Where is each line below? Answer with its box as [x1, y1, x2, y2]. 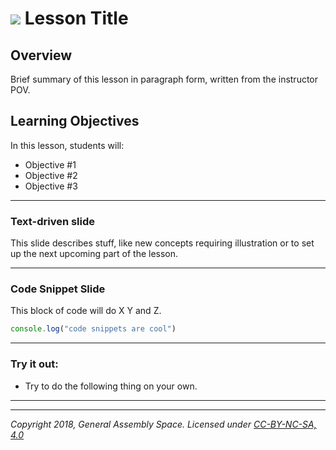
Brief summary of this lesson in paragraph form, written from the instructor [10, 73, 319, 85]
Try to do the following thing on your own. [24, 380, 198, 392]
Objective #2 [24, 169, 78, 181]
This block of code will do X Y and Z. [10, 305, 162, 317]
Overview [10, 47, 73, 64]
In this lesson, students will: [10, 139, 125, 151]
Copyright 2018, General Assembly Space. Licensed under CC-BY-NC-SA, [10, 418, 317, 430]
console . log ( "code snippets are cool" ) [10, 324, 177, 334]
